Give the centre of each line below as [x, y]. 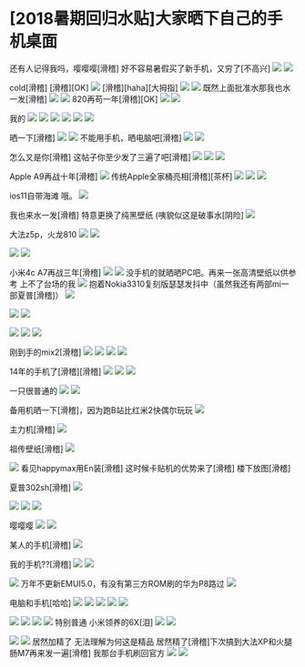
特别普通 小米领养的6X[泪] [104, 622]
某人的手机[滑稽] [41, 545]
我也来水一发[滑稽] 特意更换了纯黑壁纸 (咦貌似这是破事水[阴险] [127, 215]
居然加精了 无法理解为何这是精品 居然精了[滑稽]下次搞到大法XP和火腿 [162, 642]
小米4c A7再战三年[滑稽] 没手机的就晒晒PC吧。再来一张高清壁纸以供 [149, 272]
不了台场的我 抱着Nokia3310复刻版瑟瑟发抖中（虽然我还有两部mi [154, 284]
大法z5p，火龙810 [43, 234]
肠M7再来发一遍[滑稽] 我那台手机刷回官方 [87, 652]
